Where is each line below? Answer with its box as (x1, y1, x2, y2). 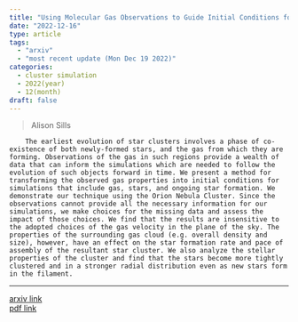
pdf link (9, 303, 37, 314)
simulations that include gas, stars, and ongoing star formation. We (9, 184, 276, 193)
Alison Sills (30, 120, 71, 131)
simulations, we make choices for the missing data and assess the (9, 207, 264, 216)
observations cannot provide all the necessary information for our (9, 199, 268, 209)
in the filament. (9, 270, 74, 278)
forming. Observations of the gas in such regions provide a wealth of (9, 153, 279, 162)
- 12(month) (17, 87, 62, 96)
